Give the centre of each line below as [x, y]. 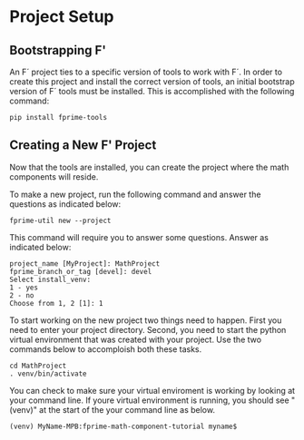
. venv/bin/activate [49, 374]
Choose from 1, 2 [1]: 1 [56, 303]
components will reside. [54, 176]
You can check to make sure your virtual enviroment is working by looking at [152, 390]
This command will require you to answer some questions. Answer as [139, 237]
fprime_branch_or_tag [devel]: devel [81, 271]
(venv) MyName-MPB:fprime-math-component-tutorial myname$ [123, 426]
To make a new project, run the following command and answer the [135, 194]
